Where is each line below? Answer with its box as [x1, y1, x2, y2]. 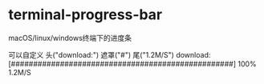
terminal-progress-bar [8, 6, 163, 24]
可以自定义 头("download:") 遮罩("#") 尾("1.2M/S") [8, 50, 175, 59]
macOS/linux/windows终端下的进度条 [8, 33, 132, 42]
